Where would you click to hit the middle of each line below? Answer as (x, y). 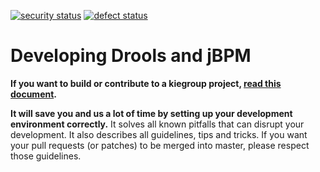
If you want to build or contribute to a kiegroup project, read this (146, 83)
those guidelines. (46, 156)
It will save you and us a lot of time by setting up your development (151, 113)
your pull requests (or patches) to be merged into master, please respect (160, 145)
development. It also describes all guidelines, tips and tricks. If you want (159, 134)
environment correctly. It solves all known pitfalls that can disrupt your (157, 124)
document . (34, 94)
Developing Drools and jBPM (131, 56)
